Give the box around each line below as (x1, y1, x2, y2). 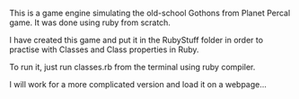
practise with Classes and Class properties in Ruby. (9, 44, 199, 55)
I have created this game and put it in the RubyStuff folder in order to (9, 35, 263, 45)
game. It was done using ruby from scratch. (9, 17, 171, 28)
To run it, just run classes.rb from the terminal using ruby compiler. (9, 62, 256, 72)
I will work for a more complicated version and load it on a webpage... (9, 79, 268, 89)
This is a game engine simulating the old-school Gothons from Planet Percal (9, 8, 291, 18)
